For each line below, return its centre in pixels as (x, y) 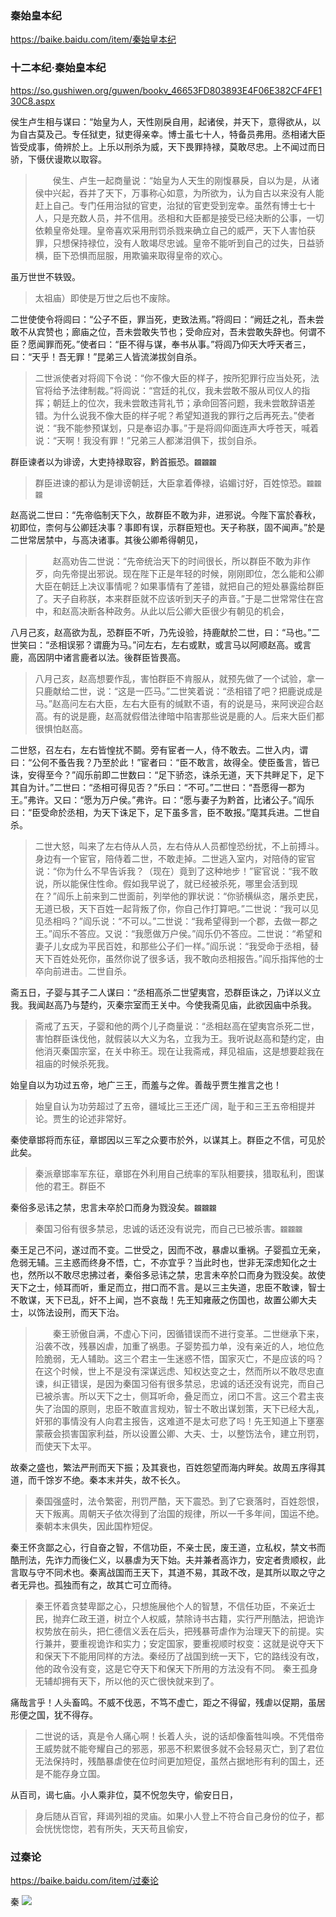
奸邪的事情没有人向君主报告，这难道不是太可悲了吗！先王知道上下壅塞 (179, 1421)
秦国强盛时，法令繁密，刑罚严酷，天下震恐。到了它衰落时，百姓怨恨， (179, 1501)
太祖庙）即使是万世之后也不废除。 (105, 298)
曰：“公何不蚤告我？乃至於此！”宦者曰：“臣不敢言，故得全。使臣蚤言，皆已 (165, 762)
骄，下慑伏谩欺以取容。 (58, 159)
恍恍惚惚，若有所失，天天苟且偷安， (118, 1828)
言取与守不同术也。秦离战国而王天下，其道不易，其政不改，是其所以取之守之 (168, 1572)
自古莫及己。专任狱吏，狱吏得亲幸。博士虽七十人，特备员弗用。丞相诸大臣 (172, 134)
